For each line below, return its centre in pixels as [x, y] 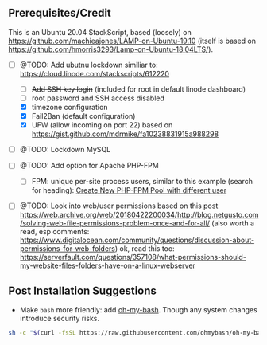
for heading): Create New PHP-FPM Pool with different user [129, 190]
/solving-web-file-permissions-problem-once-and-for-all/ [115, 223]
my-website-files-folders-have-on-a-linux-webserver [108, 265]
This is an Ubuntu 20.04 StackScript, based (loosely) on [100, 32]
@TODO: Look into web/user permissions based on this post [119, 206]
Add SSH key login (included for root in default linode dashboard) [139, 89]
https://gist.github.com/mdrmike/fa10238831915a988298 [125, 134]
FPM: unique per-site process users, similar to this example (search [142, 182]
